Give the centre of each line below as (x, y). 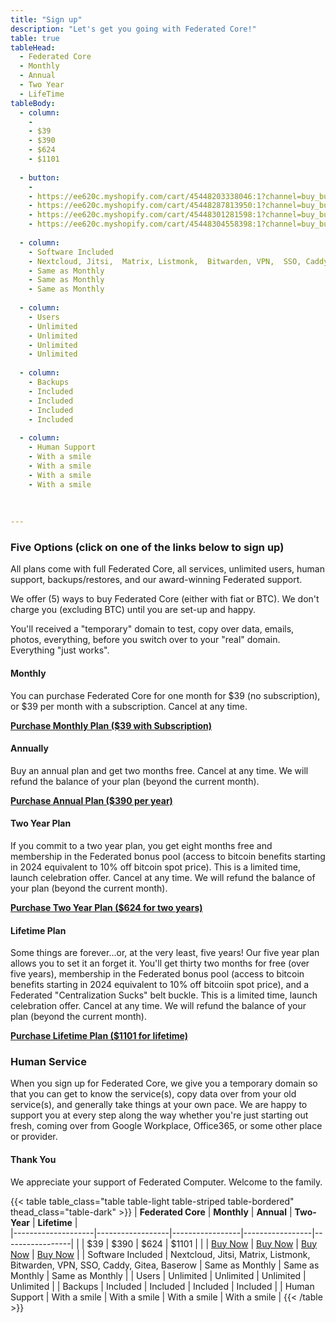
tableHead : (33, 47)
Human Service (48, 1062)
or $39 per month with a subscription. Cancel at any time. (129, 706)
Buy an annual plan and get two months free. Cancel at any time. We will (159, 770)
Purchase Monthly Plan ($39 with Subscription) (111, 725)
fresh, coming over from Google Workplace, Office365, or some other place (166, 1126)
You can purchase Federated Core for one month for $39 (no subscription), (165, 695)
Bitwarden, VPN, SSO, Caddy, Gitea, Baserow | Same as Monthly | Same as (165, 1265)
